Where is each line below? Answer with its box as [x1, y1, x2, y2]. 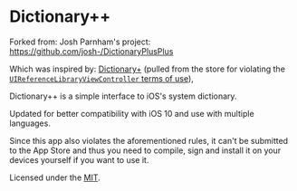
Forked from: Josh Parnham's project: [9, 36, 151, 47]
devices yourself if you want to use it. [9, 154, 149, 165]
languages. [9, 118, 52, 129]
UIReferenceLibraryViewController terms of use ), [9, 72, 195, 83]
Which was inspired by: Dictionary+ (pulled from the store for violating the [9, 63, 285, 74]
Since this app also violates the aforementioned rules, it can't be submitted [9, 135, 288, 146]
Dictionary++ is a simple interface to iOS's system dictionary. [9, 91, 237, 101]
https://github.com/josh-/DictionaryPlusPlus [9, 45, 174, 56]
